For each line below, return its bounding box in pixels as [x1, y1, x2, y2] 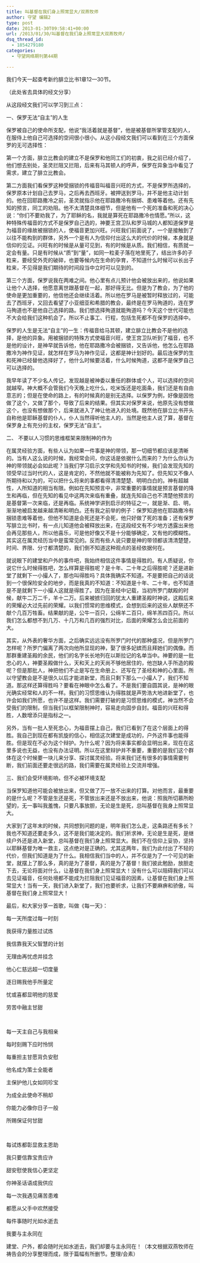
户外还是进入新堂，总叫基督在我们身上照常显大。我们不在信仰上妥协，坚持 [11, 837, 194, 844]
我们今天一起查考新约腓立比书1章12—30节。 [6, 75, 114, 82]
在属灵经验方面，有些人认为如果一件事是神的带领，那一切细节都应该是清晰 [6, 447, 189, 454]
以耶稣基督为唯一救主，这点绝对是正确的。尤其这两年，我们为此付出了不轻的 [6, 844, 194, 852]
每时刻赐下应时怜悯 [6, 1041, 54, 1048]
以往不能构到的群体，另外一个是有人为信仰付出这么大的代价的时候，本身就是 [6, 234, 194, 241]
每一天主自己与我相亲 [6, 1027, 58, 1035]
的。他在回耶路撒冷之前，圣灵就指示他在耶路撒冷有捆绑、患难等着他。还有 [6, 197, 189, 204]
